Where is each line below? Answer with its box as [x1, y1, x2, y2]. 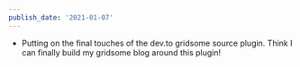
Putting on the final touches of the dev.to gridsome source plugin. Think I [21, 38, 293, 48]
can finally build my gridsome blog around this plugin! [21, 46, 222, 58]
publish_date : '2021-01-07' [8, 13, 114, 22]
